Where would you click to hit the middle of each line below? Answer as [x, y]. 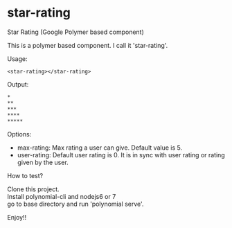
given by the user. [43, 162]
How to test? [25, 175]
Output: [18, 84]
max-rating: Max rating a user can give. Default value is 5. [99, 148]
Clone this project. [34, 189]
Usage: [17, 59]
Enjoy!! [17, 217]
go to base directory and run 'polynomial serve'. [75, 204]
